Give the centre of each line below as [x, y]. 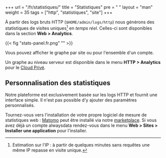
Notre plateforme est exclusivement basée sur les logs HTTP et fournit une [81, 95]
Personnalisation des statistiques [58, 83]
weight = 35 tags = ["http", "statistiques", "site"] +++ [59, 12]
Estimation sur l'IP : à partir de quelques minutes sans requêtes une [81, 145]
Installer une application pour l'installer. [46, 131]
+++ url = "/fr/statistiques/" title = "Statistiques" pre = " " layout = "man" [79, 7]
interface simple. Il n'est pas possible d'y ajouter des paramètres [71, 100]
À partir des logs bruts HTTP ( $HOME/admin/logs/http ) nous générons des [80, 22]
